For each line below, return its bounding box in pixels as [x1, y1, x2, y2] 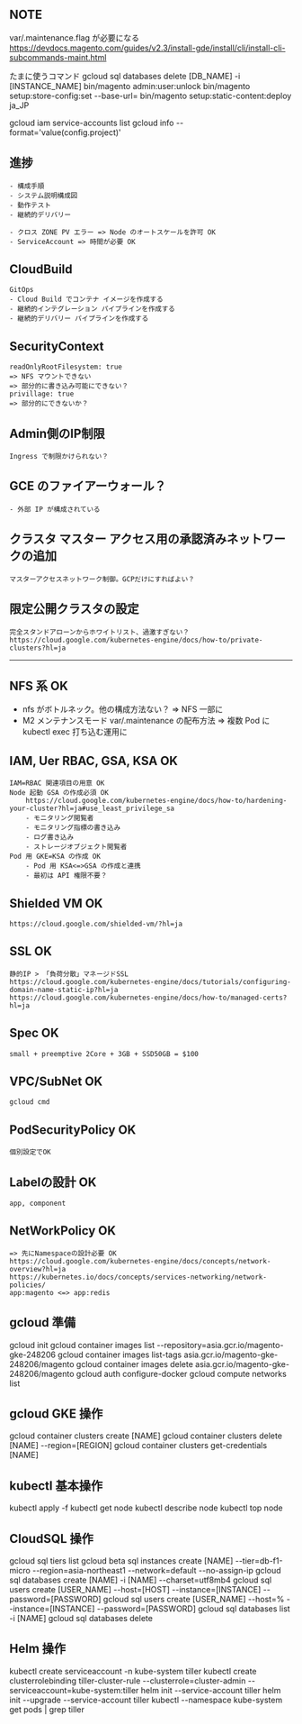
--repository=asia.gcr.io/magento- [156, 1339, 284, 1350]
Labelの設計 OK [9, 1174, 97, 1190]
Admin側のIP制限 [9, 425, 105, 441]
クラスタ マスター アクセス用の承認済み [9, 532, 227, 547]
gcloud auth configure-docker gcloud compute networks [75, 1368, 288, 1379]
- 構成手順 [9, 181, 45, 190]
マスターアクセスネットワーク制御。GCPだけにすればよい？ [9, 574, 195, 584]
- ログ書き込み [25, 833, 75, 842]
